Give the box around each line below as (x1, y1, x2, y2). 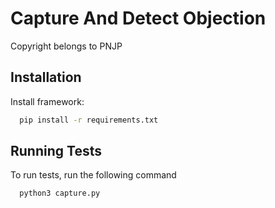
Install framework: (10, 95, 85, 107)
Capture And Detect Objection (10, 7, 267, 30)
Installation (10, 69, 82, 86)
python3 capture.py (19, 188, 101, 199)
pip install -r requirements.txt (19, 115, 159, 125)
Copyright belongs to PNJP (10, 40, 123, 52)
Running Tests (10, 143, 102, 160)
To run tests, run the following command (10, 169, 177, 181)
